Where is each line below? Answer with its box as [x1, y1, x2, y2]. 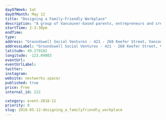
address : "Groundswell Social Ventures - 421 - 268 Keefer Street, [5, 39, 147, 44]
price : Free [5, 85, 30, 90]
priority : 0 [5, 103, 30, 108]
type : [5, 35, 16, 40]
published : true [5, 80, 39, 85]
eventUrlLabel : [5, 62, 37, 67]
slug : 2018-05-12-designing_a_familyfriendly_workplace [5, 108, 123, 113]
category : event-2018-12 [5, 98, 56, 103]
